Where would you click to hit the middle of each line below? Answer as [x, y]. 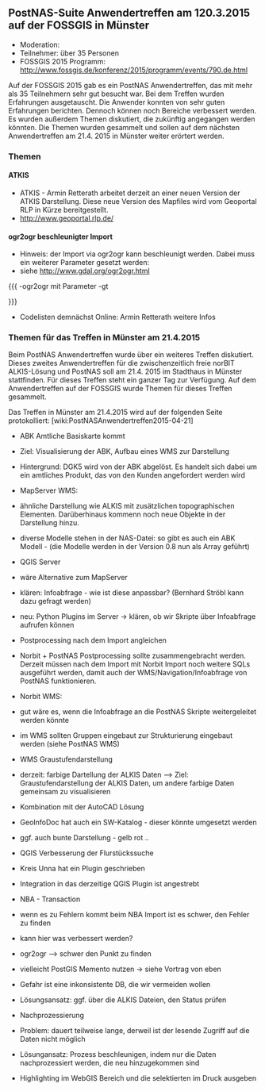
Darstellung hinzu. [49, 523]
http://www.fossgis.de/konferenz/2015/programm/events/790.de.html [134, 70]
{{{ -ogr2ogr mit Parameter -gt [58, 286]
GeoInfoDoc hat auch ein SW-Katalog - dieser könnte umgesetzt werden [138, 822]
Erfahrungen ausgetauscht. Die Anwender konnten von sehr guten [117, 102]
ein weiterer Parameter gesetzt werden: [84, 263]
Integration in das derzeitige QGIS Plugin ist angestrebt [109, 884]
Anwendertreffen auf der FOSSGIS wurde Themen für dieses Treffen [120, 389]
